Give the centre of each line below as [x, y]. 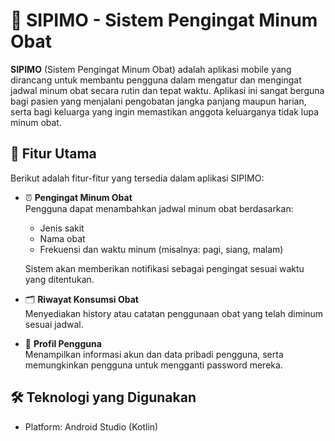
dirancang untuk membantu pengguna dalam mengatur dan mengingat [156, 80]
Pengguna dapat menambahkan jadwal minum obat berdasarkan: [159, 208]
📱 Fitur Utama [53, 154]
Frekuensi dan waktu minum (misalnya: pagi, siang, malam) [161, 249]
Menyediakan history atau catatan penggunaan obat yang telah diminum [174, 313]
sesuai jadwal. [54, 324]
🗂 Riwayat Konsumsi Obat [81, 299]
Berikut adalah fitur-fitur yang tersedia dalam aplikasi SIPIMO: [137, 178]
